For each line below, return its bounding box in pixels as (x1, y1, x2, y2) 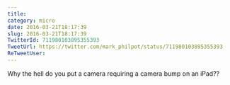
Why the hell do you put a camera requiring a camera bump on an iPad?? (7, 69, 220, 78)
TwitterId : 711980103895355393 (7, 37, 100, 44)
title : (7, 10, 27, 18)
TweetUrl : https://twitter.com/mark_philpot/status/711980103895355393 (7, 43, 223, 50)
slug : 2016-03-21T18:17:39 (7, 30, 87, 38)
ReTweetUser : (7, 50, 46, 57)
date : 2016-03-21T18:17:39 (7, 23, 87, 30)
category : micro (7, 17, 55, 24)
